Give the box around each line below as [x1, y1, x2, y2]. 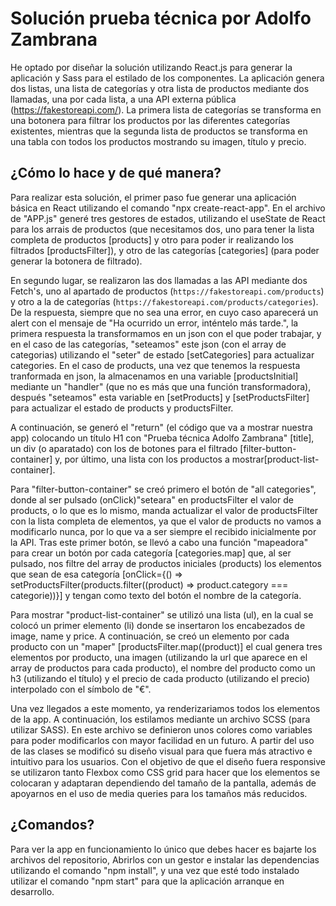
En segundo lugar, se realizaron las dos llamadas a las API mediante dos [10, 274, 308, 286]
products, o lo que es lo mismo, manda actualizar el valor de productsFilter [10, 504, 319, 516]
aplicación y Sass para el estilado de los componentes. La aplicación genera [10, 72, 325, 84]
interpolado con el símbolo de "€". [10, 683, 152, 695]
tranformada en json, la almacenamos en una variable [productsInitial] [10, 370, 299, 382]
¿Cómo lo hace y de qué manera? [10, 165, 222, 182]
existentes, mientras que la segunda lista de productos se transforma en [10, 125, 308, 137]
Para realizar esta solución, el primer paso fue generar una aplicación [10, 191, 297, 203]
